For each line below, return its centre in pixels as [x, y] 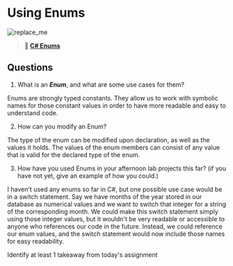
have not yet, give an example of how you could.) [88, 175]
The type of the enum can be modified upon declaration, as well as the [109, 140]
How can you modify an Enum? [62, 126]
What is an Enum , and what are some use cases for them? [101, 84]
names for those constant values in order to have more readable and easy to [116, 105]
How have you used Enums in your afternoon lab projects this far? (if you [122, 168]
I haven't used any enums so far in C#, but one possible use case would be [115, 189]
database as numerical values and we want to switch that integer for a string [117, 204]
